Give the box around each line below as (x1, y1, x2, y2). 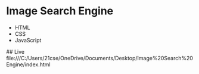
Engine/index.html (6, 61, 51, 68)
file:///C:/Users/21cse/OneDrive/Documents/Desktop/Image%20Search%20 (6, 54, 194, 61)
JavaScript (14, 36, 42, 44)
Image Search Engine (6, 4, 114, 18)
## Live (6, 48, 25, 55)
